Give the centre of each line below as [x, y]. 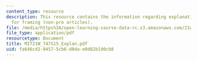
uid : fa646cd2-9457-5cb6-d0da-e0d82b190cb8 [60, 49]
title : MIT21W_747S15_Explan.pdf [47, 44]
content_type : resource [35, 11]
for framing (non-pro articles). [52, 22]
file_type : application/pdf [40, 33]
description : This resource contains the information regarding [86, 17]
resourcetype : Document [35, 38]
